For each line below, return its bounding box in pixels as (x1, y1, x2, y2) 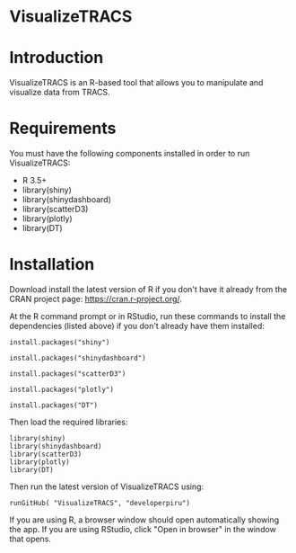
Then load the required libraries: (9, 416, 128, 427)
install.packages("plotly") (9, 385, 115, 394)
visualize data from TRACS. (9, 87, 110, 98)
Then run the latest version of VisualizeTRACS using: (9, 481, 205, 492)
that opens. (9, 533, 52, 544)
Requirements (9, 119, 117, 138)
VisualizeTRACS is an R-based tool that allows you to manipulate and (9, 77, 264, 88)
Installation (9, 254, 95, 275)
